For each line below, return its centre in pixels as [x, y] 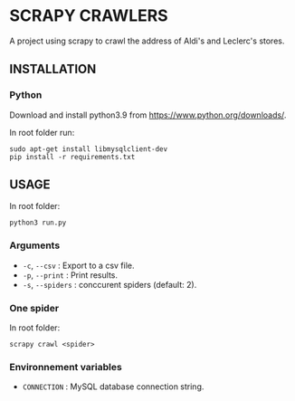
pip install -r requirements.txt [72, 157]
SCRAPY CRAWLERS [89, 16]
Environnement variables [66, 367]
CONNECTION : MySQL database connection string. [113, 387]
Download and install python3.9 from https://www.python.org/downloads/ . [148, 115]
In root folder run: [42, 132]
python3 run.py [38, 223]
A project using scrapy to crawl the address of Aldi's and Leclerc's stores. [147, 41]
